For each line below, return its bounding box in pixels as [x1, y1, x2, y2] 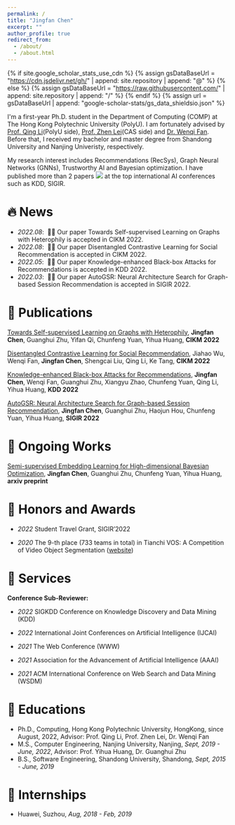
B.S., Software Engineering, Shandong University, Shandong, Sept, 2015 [17, 755, 227, 763]
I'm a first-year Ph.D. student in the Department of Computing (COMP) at [7, 112, 218, 120]
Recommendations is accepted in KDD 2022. [17, 265, 147, 273]
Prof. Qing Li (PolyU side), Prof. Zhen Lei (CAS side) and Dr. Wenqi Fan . [7, 127, 209, 136]
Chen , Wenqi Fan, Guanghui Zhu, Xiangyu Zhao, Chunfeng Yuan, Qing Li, [7, 377, 219, 386]
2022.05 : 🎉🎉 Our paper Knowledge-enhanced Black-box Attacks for [17, 258, 217, 266]
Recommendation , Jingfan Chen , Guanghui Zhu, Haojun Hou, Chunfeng [7, 406, 215, 415]
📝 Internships [7, 786, 87, 802]
